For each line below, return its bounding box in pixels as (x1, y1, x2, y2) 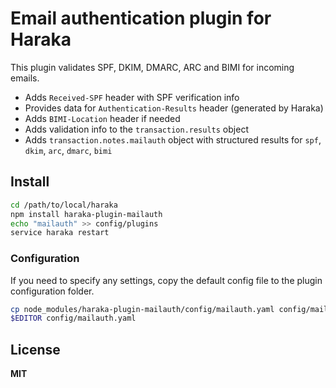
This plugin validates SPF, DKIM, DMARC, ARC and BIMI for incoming (10, 61, 295, 73)
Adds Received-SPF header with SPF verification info (24, 91, 240, 103)
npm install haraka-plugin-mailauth (10, 209, 163, 219)
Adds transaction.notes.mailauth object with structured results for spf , (24, 133, 322, 146)
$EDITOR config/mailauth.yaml (10, 313, 137, 324)
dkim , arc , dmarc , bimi (24, 144, 113, 156)
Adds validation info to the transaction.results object (24, 123, 249, 135)
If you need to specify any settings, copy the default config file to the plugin (10, 274, 323, 286)
